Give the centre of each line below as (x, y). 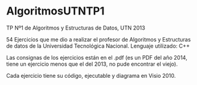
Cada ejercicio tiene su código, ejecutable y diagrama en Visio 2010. (91, 75)
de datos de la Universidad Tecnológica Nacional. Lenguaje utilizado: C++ (98, 46)
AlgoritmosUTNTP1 (55, 11)
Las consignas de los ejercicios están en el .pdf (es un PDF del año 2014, (97, 57)
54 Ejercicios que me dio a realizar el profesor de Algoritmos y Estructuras (98, 39)
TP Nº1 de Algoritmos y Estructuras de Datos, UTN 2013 (76, 28)
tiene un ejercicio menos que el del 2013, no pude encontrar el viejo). (92, 64)
